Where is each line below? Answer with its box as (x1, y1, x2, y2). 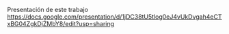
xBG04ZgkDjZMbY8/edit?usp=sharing (7, 20, 115, 27)
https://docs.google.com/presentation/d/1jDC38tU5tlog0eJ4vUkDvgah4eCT (7, 13, 222, 21)
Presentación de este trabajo (7, 6, 89, 13)
